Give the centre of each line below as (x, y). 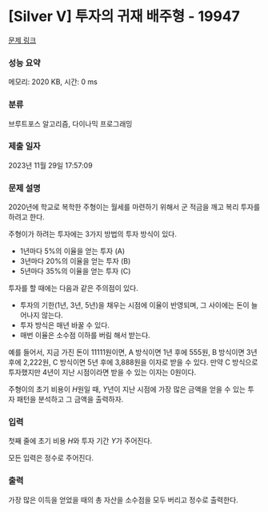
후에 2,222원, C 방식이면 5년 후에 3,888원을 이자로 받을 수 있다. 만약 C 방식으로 (133, 362)
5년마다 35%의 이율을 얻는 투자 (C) (75, 271)
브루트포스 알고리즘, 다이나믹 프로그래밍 (70, 123)
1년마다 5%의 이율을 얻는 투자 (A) (72, 251)
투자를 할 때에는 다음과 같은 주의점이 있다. (73, 288)
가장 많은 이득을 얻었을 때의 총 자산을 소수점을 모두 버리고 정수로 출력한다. (123, 500)
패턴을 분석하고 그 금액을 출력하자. (70, 399)
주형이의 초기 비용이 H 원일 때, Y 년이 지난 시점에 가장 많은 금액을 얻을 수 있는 (127, 389)
